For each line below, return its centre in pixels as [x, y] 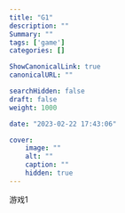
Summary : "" [31, 34]
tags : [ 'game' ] [37, 42]
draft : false [33, 99]
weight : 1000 [33, 108]
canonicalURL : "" [41, 75]
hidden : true [49, 173]
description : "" [39, 26]
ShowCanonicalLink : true [55, 67]
